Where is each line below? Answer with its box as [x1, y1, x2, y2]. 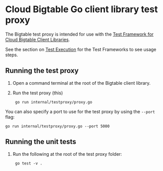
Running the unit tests [5, 138, 76, 146]
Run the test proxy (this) [12, 90, 63, 96]
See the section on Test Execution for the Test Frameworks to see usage [5, 46, 157, 52]
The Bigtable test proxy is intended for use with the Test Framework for [5, 31, 154, 37]
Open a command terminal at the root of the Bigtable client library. [12, 80, 151, 86]
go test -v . [15, 161, 43, 166]
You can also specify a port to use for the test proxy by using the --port [5, 108, 155, 115]
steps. [5, 52, 18, 58]
